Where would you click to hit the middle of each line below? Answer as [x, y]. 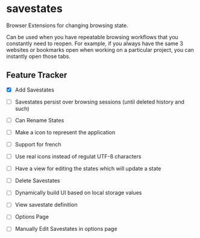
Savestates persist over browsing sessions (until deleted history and [100, 102]
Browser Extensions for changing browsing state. [67, 25]
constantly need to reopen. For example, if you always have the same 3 [95, 43]
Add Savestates [34, 90]
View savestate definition [46, 205]
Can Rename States [39, 120]
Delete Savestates [37, 181]
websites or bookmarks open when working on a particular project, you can [100, 49]
